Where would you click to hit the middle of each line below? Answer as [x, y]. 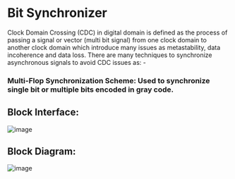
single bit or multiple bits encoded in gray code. [91, 89]
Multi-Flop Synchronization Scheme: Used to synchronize [109, 80]
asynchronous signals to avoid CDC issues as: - [77, 62]
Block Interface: [43, 112]
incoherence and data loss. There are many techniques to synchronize [110, 55]
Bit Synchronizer [57, 13]
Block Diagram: [42, 152]
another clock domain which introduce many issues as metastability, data [114, 47]
